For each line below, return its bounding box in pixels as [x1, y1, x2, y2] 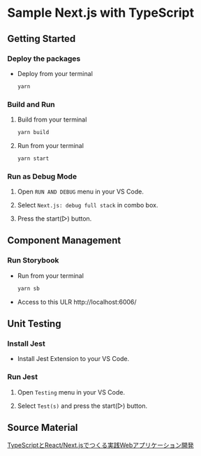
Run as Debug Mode [7, 171, 77, 181]
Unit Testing [7, 318, 61, 330]
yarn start [17, 155, 50, 162]
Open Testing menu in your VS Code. [17, 388, 126, 396]
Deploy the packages [7, 54, 81, 64]
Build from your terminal [17, 115, 87, 124]
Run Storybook [7, 256, 59, 265]
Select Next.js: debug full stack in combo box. [17, 201, 158, 209]
